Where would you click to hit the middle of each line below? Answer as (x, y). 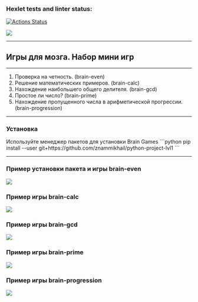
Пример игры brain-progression (54, 280)
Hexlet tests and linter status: (49, 9)
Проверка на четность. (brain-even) (60, 77)
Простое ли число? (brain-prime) (56, 96)
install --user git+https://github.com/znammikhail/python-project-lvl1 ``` (93, 148)
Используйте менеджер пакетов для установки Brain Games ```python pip (98, 142)
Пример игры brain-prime (45, 252)
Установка (22, 129)
